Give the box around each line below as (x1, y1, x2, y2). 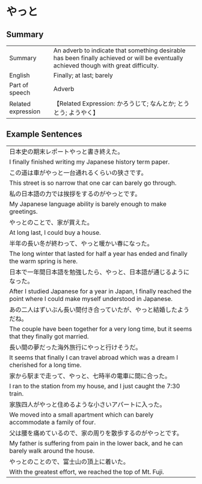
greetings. (9, 207, 38, 216)
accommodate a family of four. (9, 418, 96, 426)
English (9, 71, 30, 79)
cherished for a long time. (9, 361, 82, 369)
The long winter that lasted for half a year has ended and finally (9, 249, 188, 258)
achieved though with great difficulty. (53, 61, 159, 69)
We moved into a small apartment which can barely (9, 410, 154, 418)
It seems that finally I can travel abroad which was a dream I (9, 353, 179, 361)
